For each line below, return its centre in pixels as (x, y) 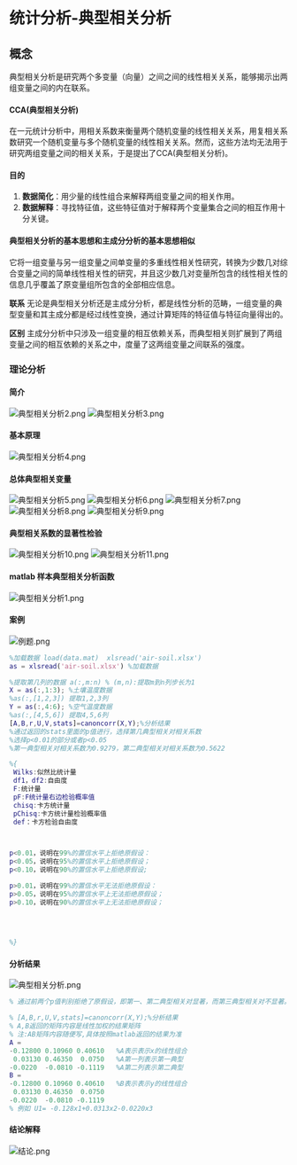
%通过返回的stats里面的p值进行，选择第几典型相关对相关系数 (105, 731)
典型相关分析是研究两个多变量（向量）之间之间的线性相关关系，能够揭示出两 (148, 77)
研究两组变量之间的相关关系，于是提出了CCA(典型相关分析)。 (121, 153)
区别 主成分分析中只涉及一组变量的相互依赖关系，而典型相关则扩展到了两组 (146, 332)
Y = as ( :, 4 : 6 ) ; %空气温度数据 (61, 707)
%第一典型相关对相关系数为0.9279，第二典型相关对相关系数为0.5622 (117, 748)
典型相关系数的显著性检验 (56, 533)
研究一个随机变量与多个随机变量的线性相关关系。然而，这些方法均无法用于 (152, 142)
